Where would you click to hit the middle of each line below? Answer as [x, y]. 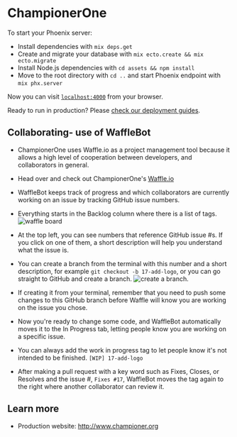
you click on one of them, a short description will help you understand [120, 242]
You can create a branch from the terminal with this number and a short [122, 263]
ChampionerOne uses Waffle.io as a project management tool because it [124, 150]
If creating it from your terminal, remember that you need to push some [121, 292]
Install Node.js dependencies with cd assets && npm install [106, 67]
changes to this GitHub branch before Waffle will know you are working [122, 300]
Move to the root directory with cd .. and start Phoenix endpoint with [119, 75]
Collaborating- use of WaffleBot [79, 133]
